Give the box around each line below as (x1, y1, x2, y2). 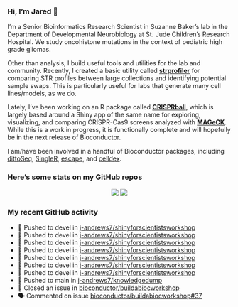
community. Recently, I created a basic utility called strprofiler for (7, 67, 200, 75)
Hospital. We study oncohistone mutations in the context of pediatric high (7, 38, 223, 46)
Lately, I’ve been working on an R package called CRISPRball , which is (7, 103, 214, 112)
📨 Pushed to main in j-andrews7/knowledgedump (17, 276, 163, 284)
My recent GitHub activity (7, 207, 98, 217)
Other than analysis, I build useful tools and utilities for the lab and (7, 59, 201, 68)
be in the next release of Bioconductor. (7, 133, 121, 141)
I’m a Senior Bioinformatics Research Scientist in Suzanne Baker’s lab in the (7, 23, 229, 31)
